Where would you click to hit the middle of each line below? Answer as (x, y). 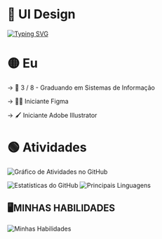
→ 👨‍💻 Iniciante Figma (38, 101)
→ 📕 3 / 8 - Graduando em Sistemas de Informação (81, 88)
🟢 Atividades (47, 148)
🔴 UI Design (41, 14)
